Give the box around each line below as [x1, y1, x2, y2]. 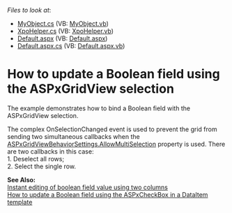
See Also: [7, 175, 36, 184]
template [7, 198, 33, 206]
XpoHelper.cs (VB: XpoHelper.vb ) [17, 27, 114, 35]
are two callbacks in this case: [7, 147, 94, 156]
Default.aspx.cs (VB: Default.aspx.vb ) [17, 42, 125, 50]
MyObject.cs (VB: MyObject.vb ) [17, 20, 109, 27]
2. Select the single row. [7, 162, 77, 170]
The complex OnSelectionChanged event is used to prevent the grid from [7, 125, 217, 133]
